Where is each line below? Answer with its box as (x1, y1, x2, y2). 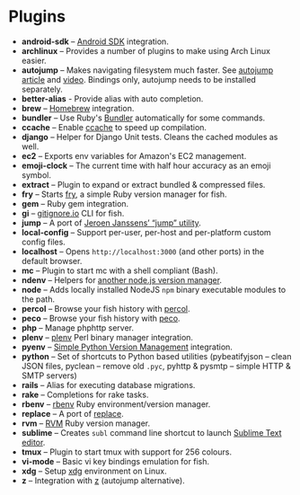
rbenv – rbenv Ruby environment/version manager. (21, 398, 211, 410)
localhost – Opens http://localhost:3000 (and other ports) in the (21, 245, 265, 257)
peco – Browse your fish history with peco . (21, 313, 181, 323)
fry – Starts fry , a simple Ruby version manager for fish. (21, 189, 227, 199)
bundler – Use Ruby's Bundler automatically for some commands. (21, 112, 266, 123)
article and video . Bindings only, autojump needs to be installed (21, 74, 257, 84)
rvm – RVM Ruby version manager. (21, 418, 151, 429)
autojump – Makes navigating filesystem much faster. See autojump (21, 65, 274, 75)
